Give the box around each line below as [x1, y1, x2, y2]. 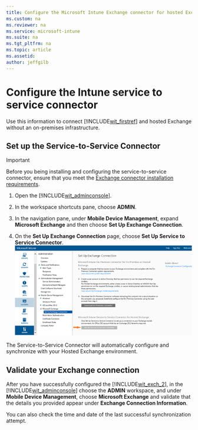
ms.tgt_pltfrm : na [6, 41, 51, 47]
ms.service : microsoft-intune [6, 28, 81, 34]
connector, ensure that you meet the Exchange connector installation [6, 174, 174, 181]
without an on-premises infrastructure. [6, 124, 100, 131]
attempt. [6, 417, 27, 425]
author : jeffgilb [6, 59, 49, 65]
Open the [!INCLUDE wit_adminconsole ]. [14, 192, 112, 199]
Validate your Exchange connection [6, 365, 140, 375]
